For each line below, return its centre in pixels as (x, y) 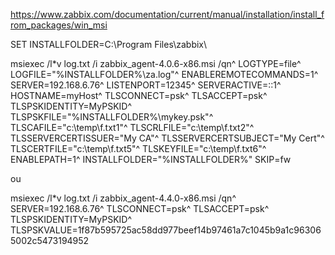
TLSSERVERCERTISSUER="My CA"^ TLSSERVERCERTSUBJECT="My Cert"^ (167, 138)
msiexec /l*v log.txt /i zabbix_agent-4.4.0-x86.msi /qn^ (123, 198)
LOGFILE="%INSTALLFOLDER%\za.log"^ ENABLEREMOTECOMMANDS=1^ (164, 74)
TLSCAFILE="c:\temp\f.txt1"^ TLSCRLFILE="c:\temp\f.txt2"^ (132, 127)
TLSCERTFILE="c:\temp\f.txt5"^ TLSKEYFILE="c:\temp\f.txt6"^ (138, 148)
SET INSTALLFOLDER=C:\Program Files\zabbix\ (109, 44)
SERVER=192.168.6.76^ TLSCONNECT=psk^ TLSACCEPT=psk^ (140, 208)
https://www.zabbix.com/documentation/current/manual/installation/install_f (167, 14)
